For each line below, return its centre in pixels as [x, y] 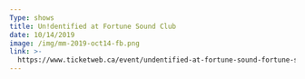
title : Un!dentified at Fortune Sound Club [93, 26]
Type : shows [32, 18]
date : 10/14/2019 [42, 35]
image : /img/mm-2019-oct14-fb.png [75, 43]
